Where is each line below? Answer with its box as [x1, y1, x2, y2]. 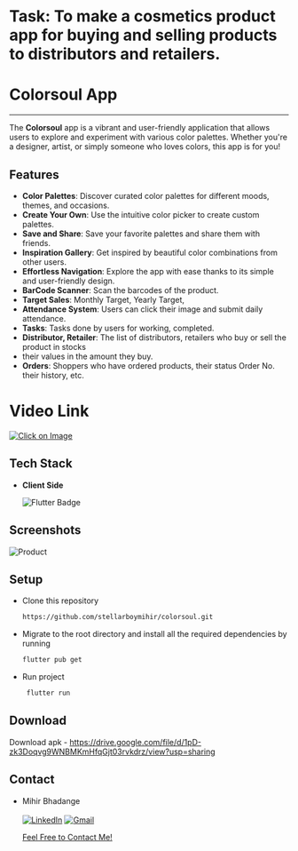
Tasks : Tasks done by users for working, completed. [21, 322, 215, 333]
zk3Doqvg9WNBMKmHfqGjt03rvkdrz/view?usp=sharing [9, 746, 216, 757]
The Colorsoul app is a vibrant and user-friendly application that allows [9, 123, 271, 133]
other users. [21, 256, 67, 267]
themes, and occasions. [21, 200, 110, 211]
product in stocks [21, 341, 87, 352]
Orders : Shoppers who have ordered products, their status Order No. [21, 360, 275, 370]
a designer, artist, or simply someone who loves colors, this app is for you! [9, 141, 281, 152]
